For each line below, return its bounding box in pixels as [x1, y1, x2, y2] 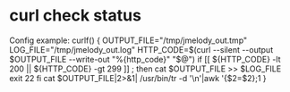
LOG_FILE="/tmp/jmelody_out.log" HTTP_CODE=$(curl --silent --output [9, 44, 274, 54]
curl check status [9, 5, 141, 26]
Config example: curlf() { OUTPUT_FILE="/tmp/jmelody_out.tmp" [9, 35, 248, 46]
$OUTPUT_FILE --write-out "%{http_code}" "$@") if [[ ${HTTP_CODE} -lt [9, 54, 281, 64]
